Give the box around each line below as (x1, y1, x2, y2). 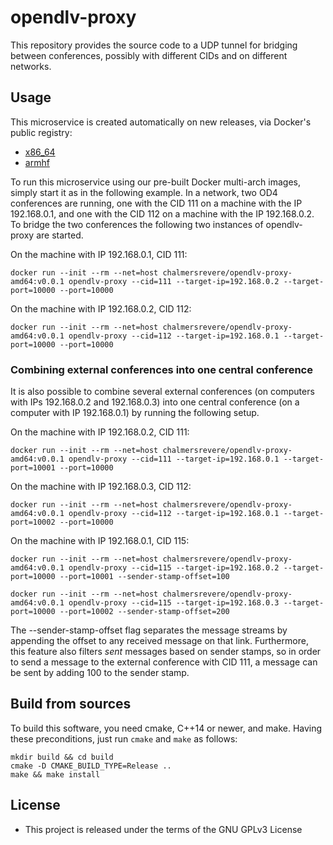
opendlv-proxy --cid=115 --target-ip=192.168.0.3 (68, 598, 280, 608)
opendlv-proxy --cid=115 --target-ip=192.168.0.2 (68, 563, 280, 573)
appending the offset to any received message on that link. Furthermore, (10, 635, 309, 647)
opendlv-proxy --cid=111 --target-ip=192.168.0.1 (68, 454, 280, 465)
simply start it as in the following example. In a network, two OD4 (10, 186, 278, 198)
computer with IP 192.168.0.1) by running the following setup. (10, 407, 260, 419)
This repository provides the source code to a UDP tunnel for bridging (10, 39, 298, 51)
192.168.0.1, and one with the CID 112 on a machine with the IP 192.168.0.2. (10, 207, 315, 220)
